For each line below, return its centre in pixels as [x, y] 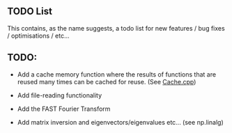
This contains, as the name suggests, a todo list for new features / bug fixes [116, 28]
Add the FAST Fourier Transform [64, 109]
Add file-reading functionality [60, 95]
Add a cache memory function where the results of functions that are [117, 74]
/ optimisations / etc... [38, 36]
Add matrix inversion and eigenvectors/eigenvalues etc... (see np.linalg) [121, 122]
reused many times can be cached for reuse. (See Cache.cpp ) [107, 81]
